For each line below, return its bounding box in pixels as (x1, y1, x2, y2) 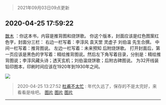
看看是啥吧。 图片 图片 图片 (17, 89, 73, 95)
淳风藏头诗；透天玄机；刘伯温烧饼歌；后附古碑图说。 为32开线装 (26, 57, 159, 63)
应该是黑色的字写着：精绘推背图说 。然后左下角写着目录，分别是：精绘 (13, 51, 157, 57)
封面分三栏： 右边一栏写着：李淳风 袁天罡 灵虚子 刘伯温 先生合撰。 (18, 39, 154, 45)
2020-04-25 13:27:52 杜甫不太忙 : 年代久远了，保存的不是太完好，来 (17, 83, 157, 89)
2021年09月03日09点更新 (17, 5, 70, 10)
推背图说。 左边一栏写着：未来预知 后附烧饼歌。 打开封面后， (31, 45, 156, 51)
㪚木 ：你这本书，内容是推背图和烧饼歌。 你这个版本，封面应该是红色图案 (5, 33, 155, 39)
